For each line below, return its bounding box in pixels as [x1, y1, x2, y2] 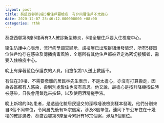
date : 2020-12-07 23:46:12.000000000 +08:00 [5, 16, 97, 21]
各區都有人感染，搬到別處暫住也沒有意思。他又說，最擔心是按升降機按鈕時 [9, 84, 159, 90]
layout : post [5, 7, 32, 12]
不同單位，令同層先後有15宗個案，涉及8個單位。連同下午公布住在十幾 [16, 107, 156, 113]
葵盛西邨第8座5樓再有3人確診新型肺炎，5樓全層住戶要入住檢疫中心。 [5, 35, 144, 41]
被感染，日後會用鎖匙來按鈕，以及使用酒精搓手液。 [5, 90, 108, 96]
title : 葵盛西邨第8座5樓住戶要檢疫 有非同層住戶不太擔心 [5, 12, 108, 17]
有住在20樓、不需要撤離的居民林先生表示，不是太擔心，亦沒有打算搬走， [5, 78, 152, 84]
